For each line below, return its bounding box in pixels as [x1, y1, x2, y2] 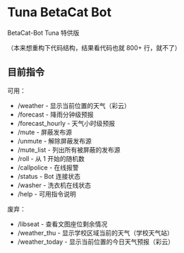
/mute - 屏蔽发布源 [17, 128, 73, 136]
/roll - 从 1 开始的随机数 [17, 154, 85, 163]
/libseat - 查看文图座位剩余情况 [17, 220, 108, 228]
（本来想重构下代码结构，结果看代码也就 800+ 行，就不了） [7, 43, 181, 52]
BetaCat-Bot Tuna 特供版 [7, 28, 80, 37]
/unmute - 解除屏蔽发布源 [17, 136, 92, 145]
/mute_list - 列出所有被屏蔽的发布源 [17, 146, 121, 154]
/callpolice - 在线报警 [17, 163, 79, 172]
